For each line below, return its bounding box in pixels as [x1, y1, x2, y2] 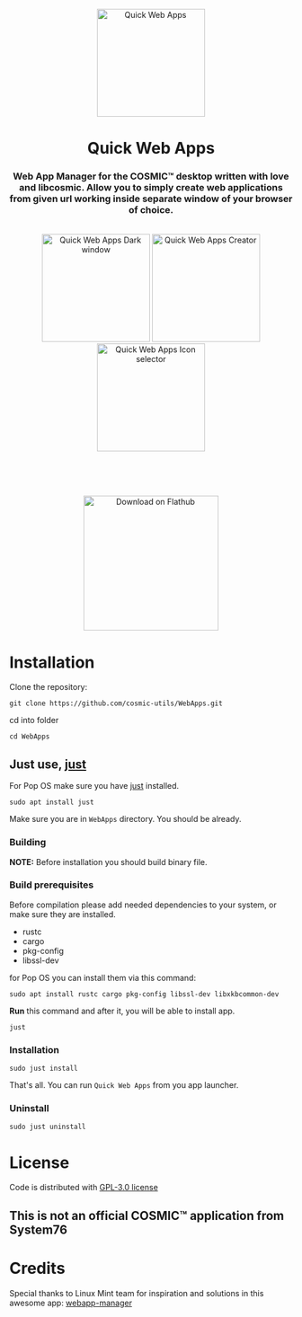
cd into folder [9, 715, 59, 726]
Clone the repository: [9, 682, 88, 693]
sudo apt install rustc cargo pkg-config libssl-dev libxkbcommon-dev [9, 989, 280, 999]
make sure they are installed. [9, 908, 117, 919]
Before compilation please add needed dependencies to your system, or [9, 899, 277, 910]
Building [9, 836, 47, 849]
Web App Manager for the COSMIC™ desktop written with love [13, 170, 289, 182]
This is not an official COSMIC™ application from [9, 1207, 285, 1224]
